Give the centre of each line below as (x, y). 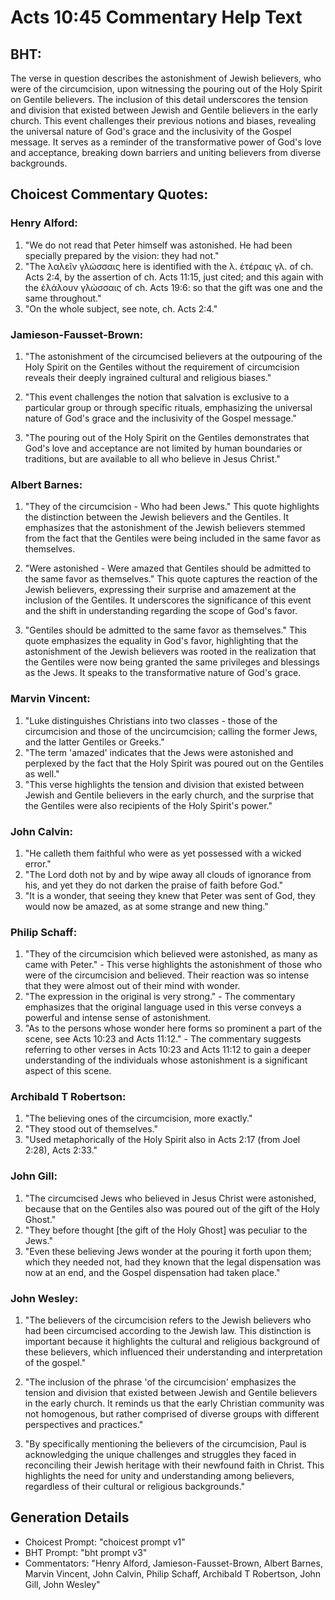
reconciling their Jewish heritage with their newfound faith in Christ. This (174, 1465)
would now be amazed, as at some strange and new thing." (146, 906)
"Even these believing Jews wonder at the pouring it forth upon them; (168, 1251)
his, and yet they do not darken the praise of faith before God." (153, 885)
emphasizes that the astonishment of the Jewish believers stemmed (165, 528)
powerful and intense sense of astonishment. (118, 1018)
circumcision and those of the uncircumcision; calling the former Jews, (171, 731)
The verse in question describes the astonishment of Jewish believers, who (166, 78)
